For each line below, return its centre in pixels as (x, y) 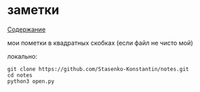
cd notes (20, 75)
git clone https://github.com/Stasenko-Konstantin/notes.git (98, 69)
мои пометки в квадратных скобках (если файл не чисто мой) (100, 43)
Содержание (27, 29)
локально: (22, 56)
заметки (33, 10)
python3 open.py (31, 81)
